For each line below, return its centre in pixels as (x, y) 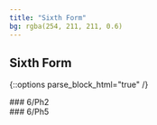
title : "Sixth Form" (48, 18)
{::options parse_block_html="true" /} (79, 85)
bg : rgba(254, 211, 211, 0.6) (66, 26)
